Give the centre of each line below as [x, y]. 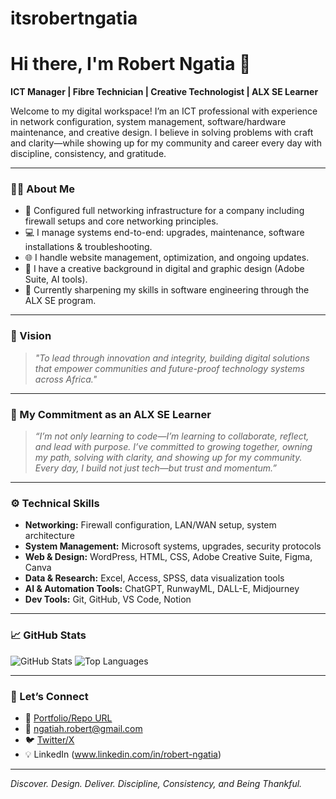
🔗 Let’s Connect [49, 696]
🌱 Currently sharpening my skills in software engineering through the [167, 290]
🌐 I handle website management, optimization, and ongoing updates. [167, 258]
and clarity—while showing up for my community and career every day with [166, 143]
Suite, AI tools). [56, 279]
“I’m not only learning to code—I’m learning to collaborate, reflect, [172, 436]
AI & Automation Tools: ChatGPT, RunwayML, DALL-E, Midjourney [162, 589]
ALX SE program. [60, 301]
